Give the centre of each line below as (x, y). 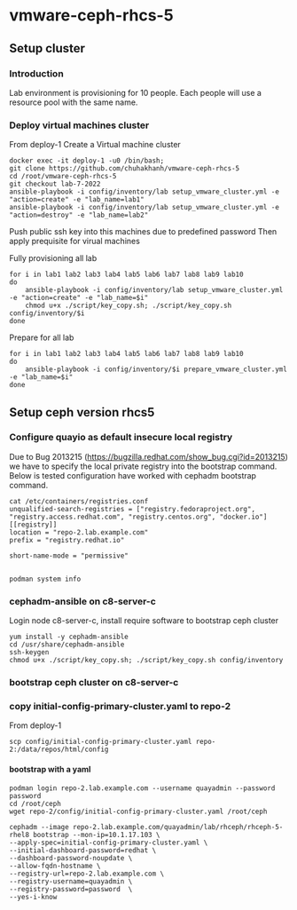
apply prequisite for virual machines (74, 241)
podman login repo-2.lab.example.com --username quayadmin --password (142, 788)
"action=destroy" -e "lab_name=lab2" (79, 215)
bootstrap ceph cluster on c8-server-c (94, 683)
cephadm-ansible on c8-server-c (83, 601)
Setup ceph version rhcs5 (82, 412)
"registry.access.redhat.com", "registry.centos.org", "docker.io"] (138, 517)
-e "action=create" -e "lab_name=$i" (79, 298)
